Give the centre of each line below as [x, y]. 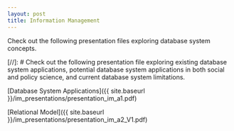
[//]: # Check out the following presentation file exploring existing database [117, 62]
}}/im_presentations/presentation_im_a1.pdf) [72, 98]
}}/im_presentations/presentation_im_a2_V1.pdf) [78, 119]
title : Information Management [54, 21]
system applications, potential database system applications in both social [116, 69]
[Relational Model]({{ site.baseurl [56, 112]
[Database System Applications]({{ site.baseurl [76, 91]
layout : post [27, 14]
